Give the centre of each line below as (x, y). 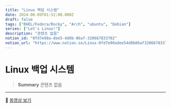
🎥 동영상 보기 (18, 100)
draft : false (19, 19)
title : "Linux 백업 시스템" (32, 10)
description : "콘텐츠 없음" (32, 33)
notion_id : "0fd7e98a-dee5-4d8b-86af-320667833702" (61, 39)
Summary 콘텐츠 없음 (40, 85)
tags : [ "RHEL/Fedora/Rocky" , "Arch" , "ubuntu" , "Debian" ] (68, 24)
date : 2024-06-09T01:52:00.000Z (39, 15)
